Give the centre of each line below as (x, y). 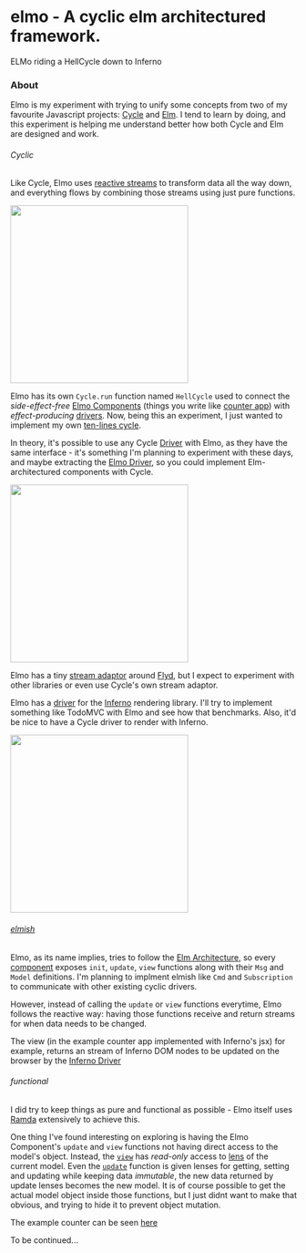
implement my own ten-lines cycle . (76, 425)
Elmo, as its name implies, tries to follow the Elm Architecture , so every (143, 957)
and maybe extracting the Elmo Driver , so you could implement (128, 462)
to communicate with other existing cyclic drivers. (104, 986)
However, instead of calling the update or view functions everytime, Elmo (146, 1004)
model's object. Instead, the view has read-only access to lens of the (139, 1156)
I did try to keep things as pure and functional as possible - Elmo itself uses (152, 1109)
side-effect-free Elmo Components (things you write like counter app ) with (150, 406)
